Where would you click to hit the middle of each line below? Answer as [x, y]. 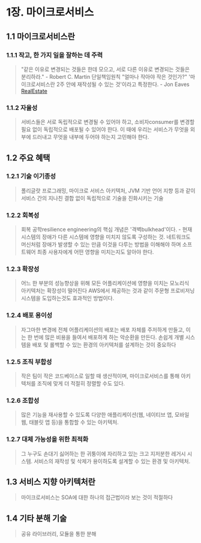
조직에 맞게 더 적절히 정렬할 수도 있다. [81, 384]
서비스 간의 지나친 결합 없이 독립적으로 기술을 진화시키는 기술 [92, 198]
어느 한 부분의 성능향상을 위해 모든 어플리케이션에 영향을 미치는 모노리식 [105, 283]
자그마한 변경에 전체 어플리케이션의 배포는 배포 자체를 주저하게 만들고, [103, 330]
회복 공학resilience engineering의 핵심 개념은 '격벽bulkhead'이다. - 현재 [106, 230]
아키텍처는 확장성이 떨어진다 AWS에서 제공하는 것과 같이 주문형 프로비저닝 [108, 291]
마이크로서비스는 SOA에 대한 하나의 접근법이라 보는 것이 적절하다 [97, 497]
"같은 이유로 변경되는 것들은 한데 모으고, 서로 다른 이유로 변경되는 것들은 [105, 69]
